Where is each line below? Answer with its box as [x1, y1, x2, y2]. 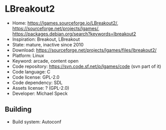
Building [5, 105, 32, 114]
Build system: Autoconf [12, 118, 62, 125]
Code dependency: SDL [12, 80, 63, 86]
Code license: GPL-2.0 [12, 74, 60, 80]
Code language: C [12, 68, 51, 74]
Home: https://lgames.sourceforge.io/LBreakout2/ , [12, 20, 118, 26]
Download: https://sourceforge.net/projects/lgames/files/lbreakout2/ [12, 47, 157, 53]
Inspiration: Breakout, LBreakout [12, 36, 80, 42]
